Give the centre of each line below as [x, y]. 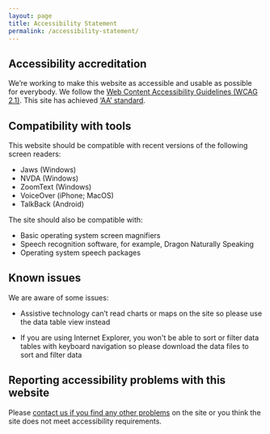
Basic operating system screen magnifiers [90, 235]
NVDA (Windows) [49, 178]
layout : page [30, 16]
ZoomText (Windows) [56, 187]
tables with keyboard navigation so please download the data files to [134, 346]
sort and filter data [51, 355]
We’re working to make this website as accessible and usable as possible [130, 83]
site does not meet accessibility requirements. [85, 421]
